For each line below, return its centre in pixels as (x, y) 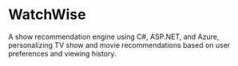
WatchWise (47, 15)
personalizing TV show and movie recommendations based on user (119, 45)
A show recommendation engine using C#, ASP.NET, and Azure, (114, 37)
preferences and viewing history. (62, 53)
